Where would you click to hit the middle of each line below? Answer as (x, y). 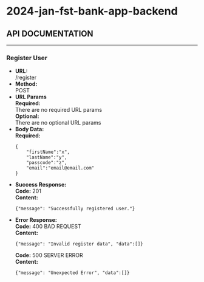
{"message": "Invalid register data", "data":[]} (79, 244)
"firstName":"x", (48, 152)
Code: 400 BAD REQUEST (48, 227)
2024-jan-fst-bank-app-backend (92, 11)
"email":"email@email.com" (60, 168)
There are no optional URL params (58, 123)
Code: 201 (28, 191)
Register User (27, 58)
